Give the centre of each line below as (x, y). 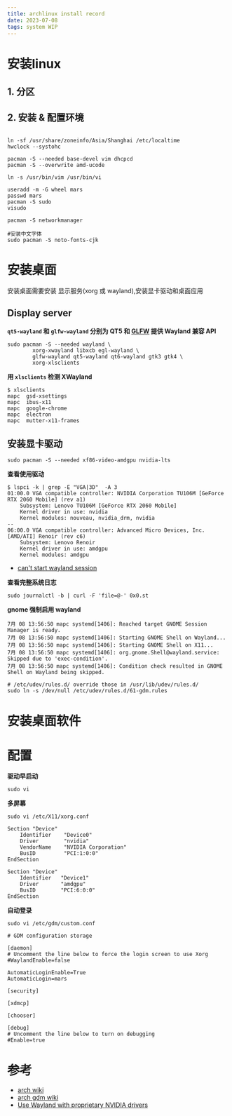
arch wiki (30, 1090)
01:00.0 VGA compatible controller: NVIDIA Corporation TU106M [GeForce (116, 494)
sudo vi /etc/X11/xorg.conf (48, 817)
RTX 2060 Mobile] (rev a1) (47, 500)
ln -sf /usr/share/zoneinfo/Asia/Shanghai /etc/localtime (94, 140)
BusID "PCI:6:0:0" (58, 890)
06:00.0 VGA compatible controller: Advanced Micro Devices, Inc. (106, 530)
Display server (40, 313)
